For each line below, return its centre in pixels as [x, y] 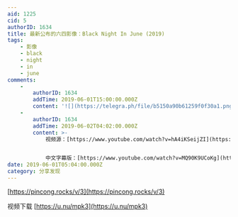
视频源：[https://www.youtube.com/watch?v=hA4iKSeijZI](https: [138, 139]
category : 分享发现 [34, 172]
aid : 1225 [22, 14]
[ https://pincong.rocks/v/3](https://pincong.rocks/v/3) [86, 191]
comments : [22, 80]
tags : [15, 40]
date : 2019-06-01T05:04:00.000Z [55, 165]
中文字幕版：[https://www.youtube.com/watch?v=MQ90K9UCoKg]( [134, 158]
